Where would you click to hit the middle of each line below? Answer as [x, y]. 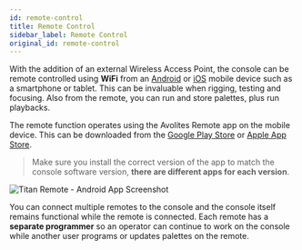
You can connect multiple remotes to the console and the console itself [142, 207]
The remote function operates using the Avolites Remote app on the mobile [150, 125]
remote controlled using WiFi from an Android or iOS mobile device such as [151, 79]
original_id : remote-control [65, 43]
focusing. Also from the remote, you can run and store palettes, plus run [145, 98]
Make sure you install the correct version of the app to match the [153, 162]
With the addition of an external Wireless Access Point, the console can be [149, 69]
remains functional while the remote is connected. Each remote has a [139, 217]
